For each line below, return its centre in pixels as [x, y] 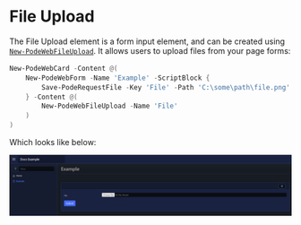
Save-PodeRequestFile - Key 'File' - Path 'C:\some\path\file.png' [166, 87]
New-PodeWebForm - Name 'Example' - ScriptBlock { [118, 78]
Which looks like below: [53, 143]
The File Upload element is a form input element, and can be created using [147, 41]
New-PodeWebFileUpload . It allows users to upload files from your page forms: [150, 50]
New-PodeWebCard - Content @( [64, 68]
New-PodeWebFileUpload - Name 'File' [110, 106]
